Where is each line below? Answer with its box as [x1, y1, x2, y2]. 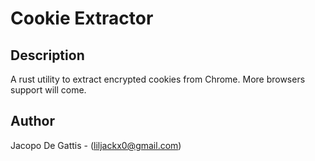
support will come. [10, 84, 87, 96]
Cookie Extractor [10, 7, 154, 30]
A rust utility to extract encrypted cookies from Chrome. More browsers [10, 73, 306, 85]
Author [10, 113, 55, 130]
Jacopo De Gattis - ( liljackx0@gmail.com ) [10, 139, 182, 151]
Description [10, 47, 85, 64]
